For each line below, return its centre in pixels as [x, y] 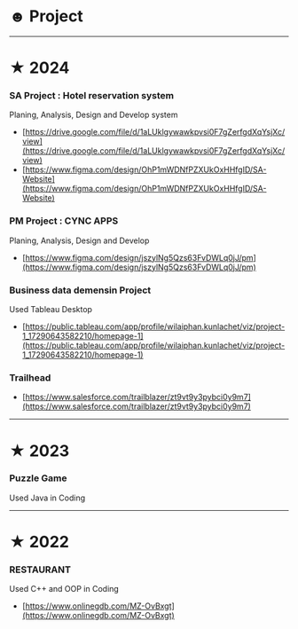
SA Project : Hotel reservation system [92, 96]
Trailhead [30, 377]
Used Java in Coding [47, 498]
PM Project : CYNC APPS [64, 221]
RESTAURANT [40, 570]
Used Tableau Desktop [51, 310]
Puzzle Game [39, 478]
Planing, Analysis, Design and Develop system [94, 115]
